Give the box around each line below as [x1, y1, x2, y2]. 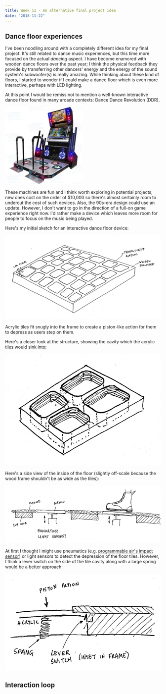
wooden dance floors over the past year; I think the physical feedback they [5, 61, 158, 67]
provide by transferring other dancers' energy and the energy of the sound [5, 66, 158, 72]
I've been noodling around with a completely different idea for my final [5, 45, 148, 52]
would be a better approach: [5, 564, 63, 570]
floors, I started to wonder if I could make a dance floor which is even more [5, 77, 158, 83]
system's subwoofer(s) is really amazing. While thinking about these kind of [5, 72, 160, 78]
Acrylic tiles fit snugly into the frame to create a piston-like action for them [5, 324, 157, 330]
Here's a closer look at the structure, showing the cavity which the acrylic [5, 339, 155, 345]
